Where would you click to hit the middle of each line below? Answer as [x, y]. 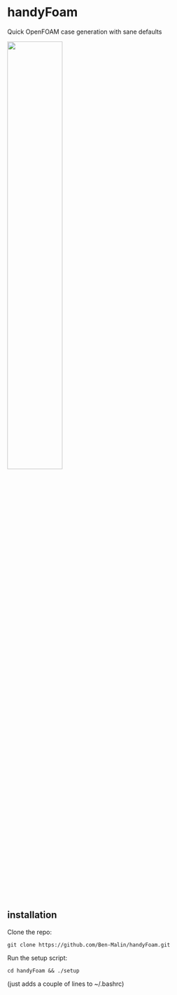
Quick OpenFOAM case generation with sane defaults [85, 32]
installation [32, 915]
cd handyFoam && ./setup [43, 970]
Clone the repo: [30, 932]
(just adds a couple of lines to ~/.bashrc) [66, 984]
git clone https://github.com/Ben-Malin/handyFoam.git [89, 944]
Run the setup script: [37, 958]
